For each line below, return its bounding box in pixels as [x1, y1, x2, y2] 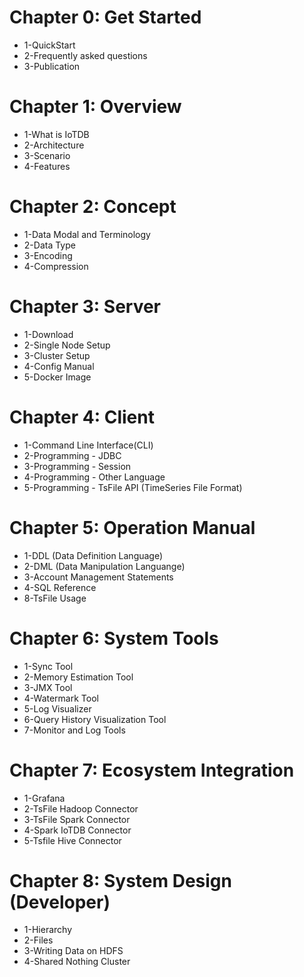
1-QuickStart [23, 39, 76, 51]
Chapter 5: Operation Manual [9, 516, 256, 539]
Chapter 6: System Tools [9, 627, 219, 650]
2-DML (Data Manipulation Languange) [23, 560, 186, 572]
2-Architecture [23, 139, 85, 151]
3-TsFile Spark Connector [23, 813, 131, 825]
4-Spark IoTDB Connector [23, 824, 132, 836]
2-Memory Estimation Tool [23, 671, 134, 683]
